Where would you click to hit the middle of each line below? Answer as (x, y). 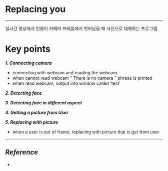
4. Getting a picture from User (37, 112)
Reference (22, 152)
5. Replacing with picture (32, 122)
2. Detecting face (23, 93)
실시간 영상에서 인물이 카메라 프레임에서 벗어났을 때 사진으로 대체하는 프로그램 (81, 28)
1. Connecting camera (28, 63)
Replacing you (35, 9)
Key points (28, 49)
